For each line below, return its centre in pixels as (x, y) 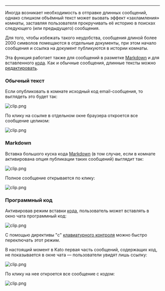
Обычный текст (25, 80)
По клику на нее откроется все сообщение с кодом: (60, 274)
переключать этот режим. (33, 240)
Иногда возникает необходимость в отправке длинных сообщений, (76, 12)
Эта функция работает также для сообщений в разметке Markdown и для (82, 58)
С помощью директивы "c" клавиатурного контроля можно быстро (76, 235)
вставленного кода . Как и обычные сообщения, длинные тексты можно (81, 63)
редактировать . (22, 68)
